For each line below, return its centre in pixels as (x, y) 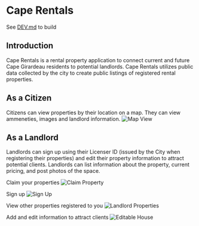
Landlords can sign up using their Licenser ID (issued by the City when (93, 152)
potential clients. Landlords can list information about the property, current (98, 164)
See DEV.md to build (31, 27)
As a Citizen (29, 98)
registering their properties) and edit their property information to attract (95, 158)
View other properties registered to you (55, 206)
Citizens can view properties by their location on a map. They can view (94, 112)
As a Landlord (32, 137)
